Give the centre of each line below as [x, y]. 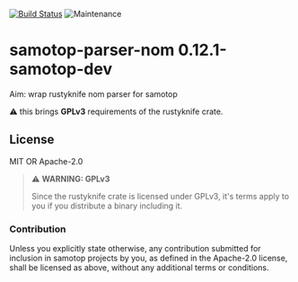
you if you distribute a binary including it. [107, 206]
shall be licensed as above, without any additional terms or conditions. [139, 268]
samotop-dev [61, 70]
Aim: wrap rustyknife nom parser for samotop [93, 93]
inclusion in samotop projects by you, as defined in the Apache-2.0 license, [149, 258]
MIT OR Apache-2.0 [46, 161]
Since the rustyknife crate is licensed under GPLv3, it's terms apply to [160, 196]
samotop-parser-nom [92, 50]
